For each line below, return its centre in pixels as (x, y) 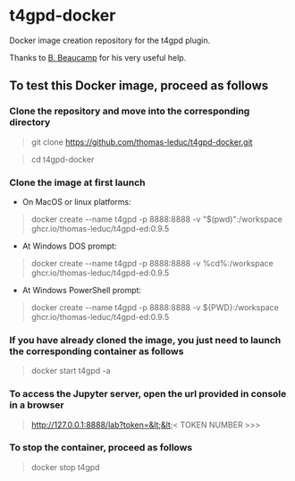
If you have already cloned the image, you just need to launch (145, 340)
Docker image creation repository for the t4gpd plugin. (110, 40)
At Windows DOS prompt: (69, 246)
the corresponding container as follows (97, 351)
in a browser (37, 405)
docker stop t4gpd (65, 467)
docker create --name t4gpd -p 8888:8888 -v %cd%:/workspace (152, 263)
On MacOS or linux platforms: (76, 201)
